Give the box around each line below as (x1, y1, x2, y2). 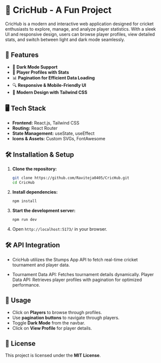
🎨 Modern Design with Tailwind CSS (12, 89, 88, 95)
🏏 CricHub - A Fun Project (5, 4, 112, 16)
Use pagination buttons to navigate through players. (12, 315, 120, 321)
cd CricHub (12, 180, 35, 185)
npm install (12, 199, 37, 204)
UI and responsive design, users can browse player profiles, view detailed (5, 31, 155, 37)
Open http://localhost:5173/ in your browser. (12, 226, 107, 232)
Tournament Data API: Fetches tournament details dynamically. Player (12, 271, 154, 277)
